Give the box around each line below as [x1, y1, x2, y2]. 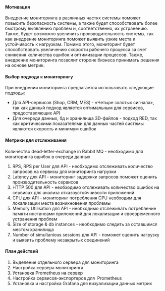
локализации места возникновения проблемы [12, 200, 110, 206]
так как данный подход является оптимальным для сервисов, [12, 105, 145, 111]
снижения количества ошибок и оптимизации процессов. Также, [5, 52, 144, 58]
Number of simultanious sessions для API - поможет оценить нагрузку [12, 232, 160, 237]
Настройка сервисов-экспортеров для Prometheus [12, 275, 122, 281]
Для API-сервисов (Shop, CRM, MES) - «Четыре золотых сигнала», [12, 100, 155, 106]
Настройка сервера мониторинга [12, 264, 84, 270]
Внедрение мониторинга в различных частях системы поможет [5, 15, 141, 21]
